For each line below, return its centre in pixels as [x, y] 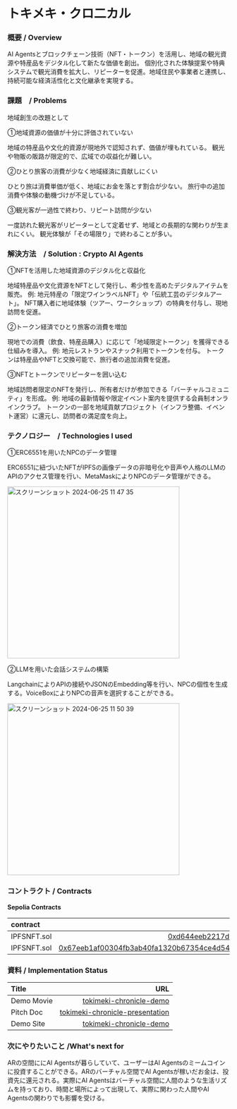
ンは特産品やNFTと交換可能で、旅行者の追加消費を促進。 [91, 360]
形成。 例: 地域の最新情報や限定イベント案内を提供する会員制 [121, 398]
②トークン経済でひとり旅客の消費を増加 [67, 327]
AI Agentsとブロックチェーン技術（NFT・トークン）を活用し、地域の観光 [114, 54]
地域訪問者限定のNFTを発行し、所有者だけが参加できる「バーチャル [106, 390]
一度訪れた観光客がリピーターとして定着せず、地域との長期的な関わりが [112, 225]
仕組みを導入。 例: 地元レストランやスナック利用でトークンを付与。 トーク [116, 351]
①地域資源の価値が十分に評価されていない [71, 132]
